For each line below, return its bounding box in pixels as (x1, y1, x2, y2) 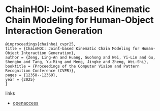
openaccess (12, 100, 39, 106)
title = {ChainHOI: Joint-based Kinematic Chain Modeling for (5, 46, 140, 51)
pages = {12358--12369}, (5, 72, 58, 78)
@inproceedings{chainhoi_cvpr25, (5, 41, 76, 46)
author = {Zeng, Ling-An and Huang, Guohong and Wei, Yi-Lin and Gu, (5, 54, 156, 60)
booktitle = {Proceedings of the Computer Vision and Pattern (5, 64, 140, 69)
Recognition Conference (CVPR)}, (5, 68, 76, 73)
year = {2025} (5, 77, 36, 82)
